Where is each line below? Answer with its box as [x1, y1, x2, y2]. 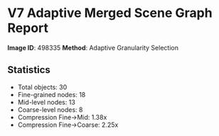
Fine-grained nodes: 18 [17, 90, 86, 98]
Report [7, 20, 48, 36]
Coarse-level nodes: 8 [17, 105, 83, 114]
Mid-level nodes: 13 [17, 98, 76, 106]
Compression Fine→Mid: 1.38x [17, 113, 107, 121]
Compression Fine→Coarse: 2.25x [17, 120, 119, 129]
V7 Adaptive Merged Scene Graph [7, 5, 213, 21]
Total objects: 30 [17, 83, 68, 91]
